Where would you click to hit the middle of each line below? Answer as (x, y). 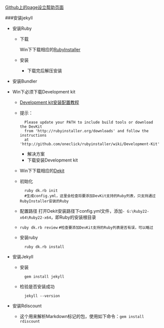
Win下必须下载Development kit (44, 92)
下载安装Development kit (53, 160)
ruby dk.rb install (44, 247)
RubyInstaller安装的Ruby (44, 201)
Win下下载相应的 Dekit (42, 171)
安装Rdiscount (27, 306)
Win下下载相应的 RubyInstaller (50, 49)
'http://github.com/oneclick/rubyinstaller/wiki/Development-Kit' (90, 144)
